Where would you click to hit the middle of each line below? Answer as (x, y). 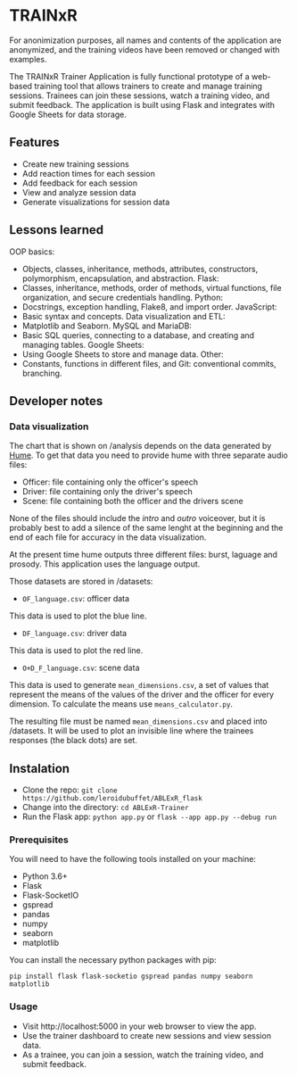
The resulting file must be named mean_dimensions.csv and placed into (138, 721)
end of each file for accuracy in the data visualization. (108, 537)
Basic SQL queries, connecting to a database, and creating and (138, 335)
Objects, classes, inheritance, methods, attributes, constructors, (140, 269)
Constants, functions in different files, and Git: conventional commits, (149, 363)
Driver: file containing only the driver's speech (107, 492)
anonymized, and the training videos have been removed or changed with (144, 49)
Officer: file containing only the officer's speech (110, 482)
